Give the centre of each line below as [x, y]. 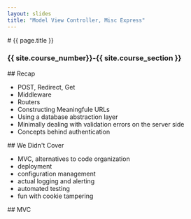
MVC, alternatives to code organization [74, 159]
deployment [35, 166]
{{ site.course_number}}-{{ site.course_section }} [94, 58]
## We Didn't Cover [36, 145]
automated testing [43, 188]
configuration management [56, 174]
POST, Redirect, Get [46, 87]
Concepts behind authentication [64, 132]
